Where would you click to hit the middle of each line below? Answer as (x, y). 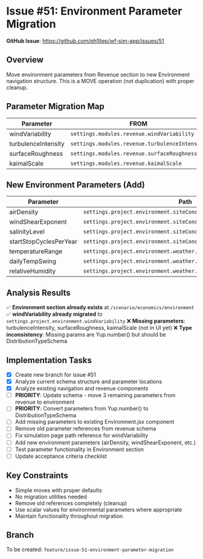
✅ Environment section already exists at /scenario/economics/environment (100, 307)
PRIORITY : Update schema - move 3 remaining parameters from (95, 395)
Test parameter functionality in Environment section (79, 449)
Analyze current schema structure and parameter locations (89, 382)
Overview (25, 60)
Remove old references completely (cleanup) (71, 503)
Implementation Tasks (49, 360)
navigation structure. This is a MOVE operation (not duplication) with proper (100, 81)
